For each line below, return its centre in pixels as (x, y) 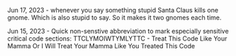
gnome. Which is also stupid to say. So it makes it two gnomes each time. (114, 17)
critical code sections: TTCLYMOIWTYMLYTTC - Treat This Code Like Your (117, 38)
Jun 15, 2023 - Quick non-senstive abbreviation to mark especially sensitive (118, 31)
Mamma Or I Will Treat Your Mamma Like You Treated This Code (101, 46)
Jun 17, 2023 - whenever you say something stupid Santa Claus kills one (113, 10)
